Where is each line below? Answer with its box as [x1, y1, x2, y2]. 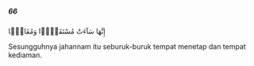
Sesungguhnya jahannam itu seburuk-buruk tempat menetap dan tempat [8, 41, 246, 51]
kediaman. [8, 50, 42, 60]
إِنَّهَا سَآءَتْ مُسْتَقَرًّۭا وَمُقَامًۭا [8, 26, 106, 36]
